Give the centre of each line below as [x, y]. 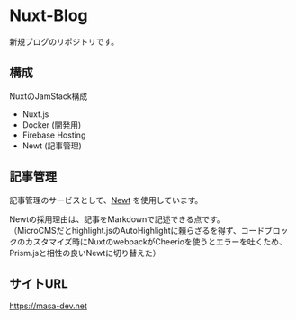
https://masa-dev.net [49, 306]
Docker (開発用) [52, 124]
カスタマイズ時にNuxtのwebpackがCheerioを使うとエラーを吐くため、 [156, 241]
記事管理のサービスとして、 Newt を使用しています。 [106, 200]
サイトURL [39, 284]
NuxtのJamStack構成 [49, 96]
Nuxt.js [36, 114]
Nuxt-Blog [49, 16]
